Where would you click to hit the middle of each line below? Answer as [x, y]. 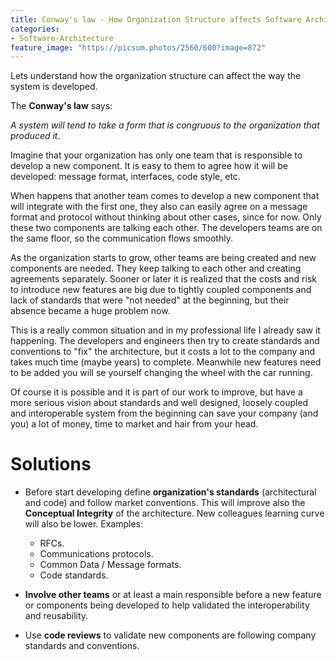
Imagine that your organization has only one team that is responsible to [156, 155]
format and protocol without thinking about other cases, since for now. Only [166, 217]
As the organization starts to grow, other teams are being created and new [163, 258]
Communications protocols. [96, 554]
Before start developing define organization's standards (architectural [170, 492]
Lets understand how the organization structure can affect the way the [156, 76]
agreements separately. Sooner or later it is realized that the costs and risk [163, 279]
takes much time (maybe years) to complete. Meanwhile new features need [166, 362]
